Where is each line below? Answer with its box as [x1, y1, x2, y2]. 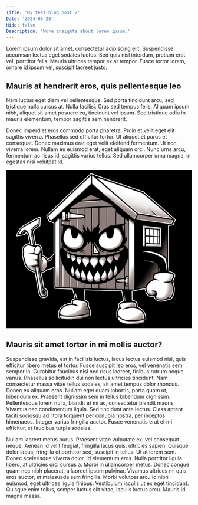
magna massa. [6, 492, 42, 499]
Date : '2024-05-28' [6, 15, 54, 22]
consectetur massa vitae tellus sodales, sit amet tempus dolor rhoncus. [6, 381, 179, 388]
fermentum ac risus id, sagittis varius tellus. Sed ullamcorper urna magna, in [6, 152, 191, 159]
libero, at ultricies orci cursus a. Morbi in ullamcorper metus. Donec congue [6, 461, 190, 468]
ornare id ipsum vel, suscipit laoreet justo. [6, 64, 108, 71]
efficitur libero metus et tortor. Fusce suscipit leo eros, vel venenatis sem [6, 362, 183, 369]
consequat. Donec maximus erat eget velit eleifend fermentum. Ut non [6, 139, 177, 147]
